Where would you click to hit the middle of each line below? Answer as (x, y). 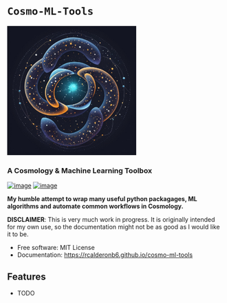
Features (26, 276)
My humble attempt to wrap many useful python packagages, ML (102, 199)
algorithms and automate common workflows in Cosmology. (95, 207)
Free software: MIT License (56, 248)
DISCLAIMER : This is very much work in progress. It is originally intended (111, 220)
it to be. (18, 234)
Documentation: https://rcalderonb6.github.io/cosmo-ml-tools (105, 255)
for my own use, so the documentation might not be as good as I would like (113, 227)
